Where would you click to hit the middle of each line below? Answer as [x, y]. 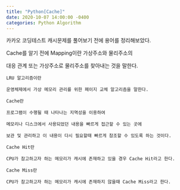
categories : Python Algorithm [44, 23]
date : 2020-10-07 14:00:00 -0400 [48, 17]
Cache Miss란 [22, 170]
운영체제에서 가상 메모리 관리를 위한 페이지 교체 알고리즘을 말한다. [77, 90]
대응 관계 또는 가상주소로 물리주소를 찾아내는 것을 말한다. [72, 66]
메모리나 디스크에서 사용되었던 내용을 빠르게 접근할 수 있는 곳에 [74, 124]
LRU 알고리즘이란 [24, 78]
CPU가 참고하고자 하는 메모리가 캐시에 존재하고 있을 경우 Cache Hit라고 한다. [91, 159]
